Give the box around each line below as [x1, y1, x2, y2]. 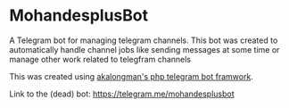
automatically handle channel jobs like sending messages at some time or [9, 44, 280, 54]
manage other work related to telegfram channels [9, 54, 192, 64]
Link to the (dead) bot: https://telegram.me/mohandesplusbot [9, 88, 235, 99]
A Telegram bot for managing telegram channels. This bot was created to [9, 35, 278, 46]
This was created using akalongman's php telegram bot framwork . [9, 71, 254, 81]
